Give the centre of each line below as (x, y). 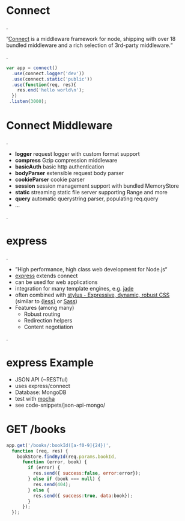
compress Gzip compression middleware (66, 160)
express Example (50, 363)
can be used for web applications (56, 282)
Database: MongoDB (41, 392)
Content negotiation (48, 327)
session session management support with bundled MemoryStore (97, 186)
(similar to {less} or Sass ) (46, 301)
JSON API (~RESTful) (41, 379)
